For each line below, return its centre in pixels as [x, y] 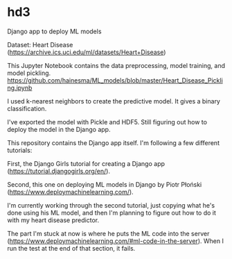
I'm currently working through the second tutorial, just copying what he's [111, 205]
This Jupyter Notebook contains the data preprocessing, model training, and [116, 65]
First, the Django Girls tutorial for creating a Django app [86, 163]
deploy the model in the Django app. [59, 129]
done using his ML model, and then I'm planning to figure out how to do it [112, 212]
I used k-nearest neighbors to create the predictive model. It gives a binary [114, 101]
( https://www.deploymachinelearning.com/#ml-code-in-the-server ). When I [115, 241]
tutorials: [20, 150]
